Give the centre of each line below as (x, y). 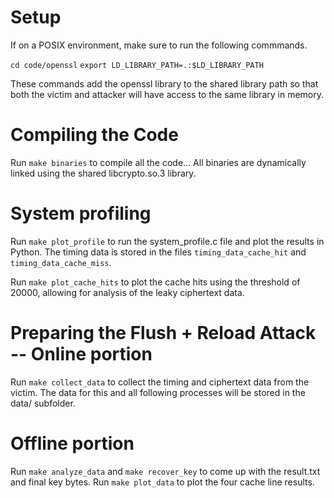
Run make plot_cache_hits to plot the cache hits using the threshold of (155, 282)
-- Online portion (81, 354)
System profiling (81, 213)
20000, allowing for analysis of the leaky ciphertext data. (127, 292)
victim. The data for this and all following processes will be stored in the (158, 392)
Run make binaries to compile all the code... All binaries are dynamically (158, 162)
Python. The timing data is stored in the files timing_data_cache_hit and (158, 252)
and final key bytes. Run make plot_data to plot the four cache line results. (162, 482)
